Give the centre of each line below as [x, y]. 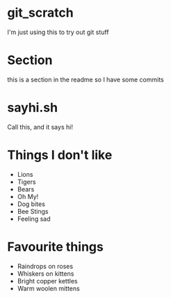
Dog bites [31, 204]
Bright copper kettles [47, 281]
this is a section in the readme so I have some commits [86, 79]
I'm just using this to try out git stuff [58, 32]
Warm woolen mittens [48, 288]
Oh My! [28, 196]
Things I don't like [60, 155]
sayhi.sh [32, 108]
